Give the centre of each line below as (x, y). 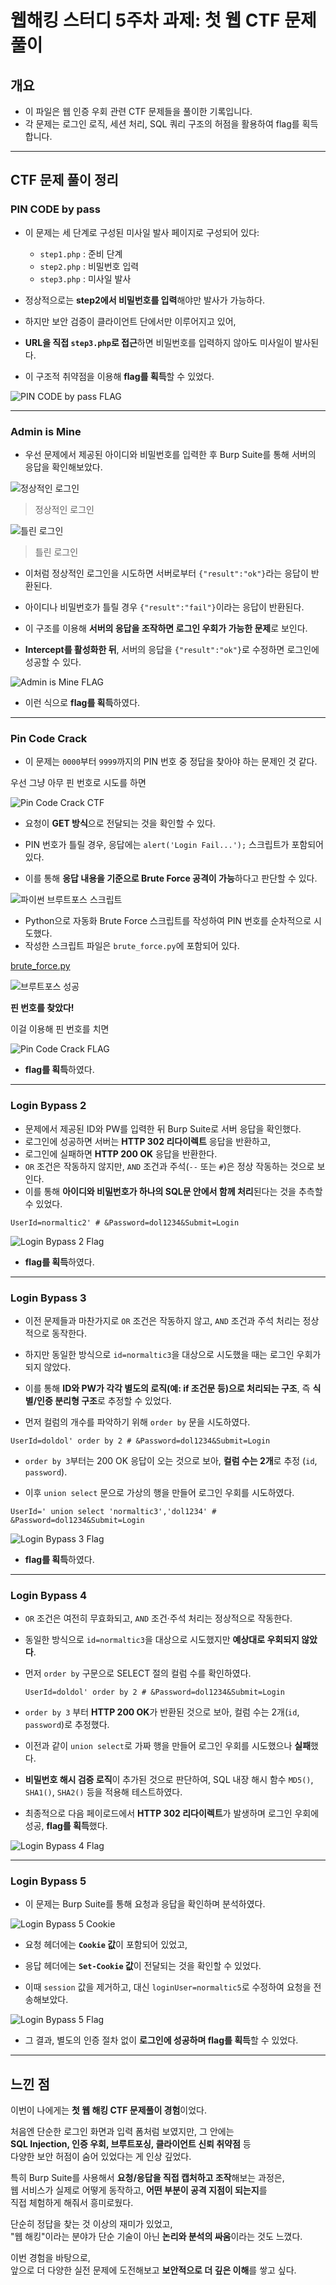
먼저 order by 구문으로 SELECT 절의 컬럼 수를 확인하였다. (138, 1673)
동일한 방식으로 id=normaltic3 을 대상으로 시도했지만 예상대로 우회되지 (162, 1640)
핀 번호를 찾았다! (42, 1008)
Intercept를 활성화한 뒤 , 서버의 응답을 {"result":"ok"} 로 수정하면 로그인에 (172, 649)
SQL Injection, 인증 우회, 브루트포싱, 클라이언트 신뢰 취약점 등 (131, 2144)
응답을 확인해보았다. (63, 467)
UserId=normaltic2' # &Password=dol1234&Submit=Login (125, 1222)
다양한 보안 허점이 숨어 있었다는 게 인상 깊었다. (101, 2157)
